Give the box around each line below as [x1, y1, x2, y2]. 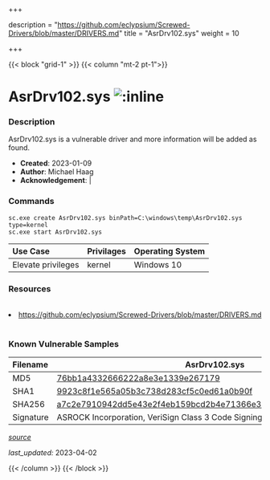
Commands [8, 196, 55, 207]
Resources [8, 283, 51, 294]
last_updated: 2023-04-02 [8, 448, 98, 458]
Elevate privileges [12, 258, 80, 270]
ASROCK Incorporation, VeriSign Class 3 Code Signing [56, 412, 263, 423]
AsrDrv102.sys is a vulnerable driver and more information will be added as [8, 134, 257, 144]
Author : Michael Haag [19, 167, 94, 177]
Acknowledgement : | [19, 176, 92, 185]
